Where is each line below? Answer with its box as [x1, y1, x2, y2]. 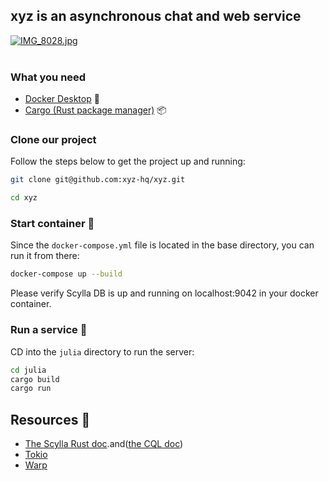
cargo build [10, 374, 60, 384]
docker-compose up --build [10, 269, 123, 279]
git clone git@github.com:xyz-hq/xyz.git [10, 175, 186, 185]
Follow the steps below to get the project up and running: [10, 155, 246, 168]
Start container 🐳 [10, 217, 95, 231]
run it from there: [10, 250, 80, 262]
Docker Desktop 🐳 [24, 93, 100, 105]
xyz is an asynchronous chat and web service [10, 8, 302, 25]
